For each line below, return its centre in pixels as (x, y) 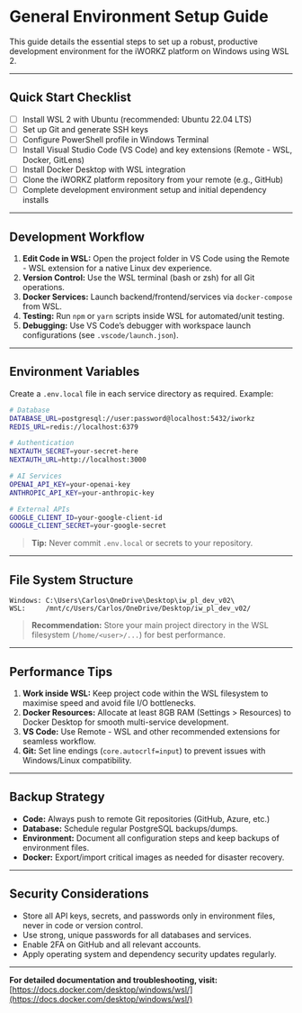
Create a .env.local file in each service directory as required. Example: (142, 393)
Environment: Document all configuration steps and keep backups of (151, 838)
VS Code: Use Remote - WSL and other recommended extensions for (151, 731)
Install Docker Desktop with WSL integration (104, 169)
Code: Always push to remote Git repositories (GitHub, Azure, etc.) (146, 818)
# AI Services (36, 476)
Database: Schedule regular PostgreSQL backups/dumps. (130, 828)
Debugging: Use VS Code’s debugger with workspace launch (137, 325)
